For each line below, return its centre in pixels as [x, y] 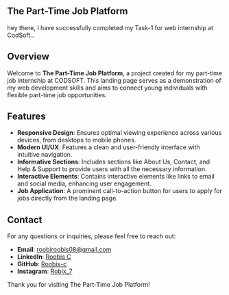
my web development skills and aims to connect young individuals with [107, 88]
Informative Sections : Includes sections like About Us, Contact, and [113, 162]
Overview [28, 56]
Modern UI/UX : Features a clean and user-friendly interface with [108, 147]
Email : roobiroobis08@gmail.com [64, 250]
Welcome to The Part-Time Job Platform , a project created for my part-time [115, 73]
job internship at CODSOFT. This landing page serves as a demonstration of [114, 80]
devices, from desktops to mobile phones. [76, 140]
